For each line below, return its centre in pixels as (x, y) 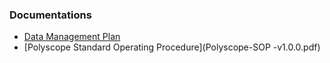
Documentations (50, 15)
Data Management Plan (72, 37)
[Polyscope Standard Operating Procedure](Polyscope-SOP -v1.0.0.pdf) (172, 47)
